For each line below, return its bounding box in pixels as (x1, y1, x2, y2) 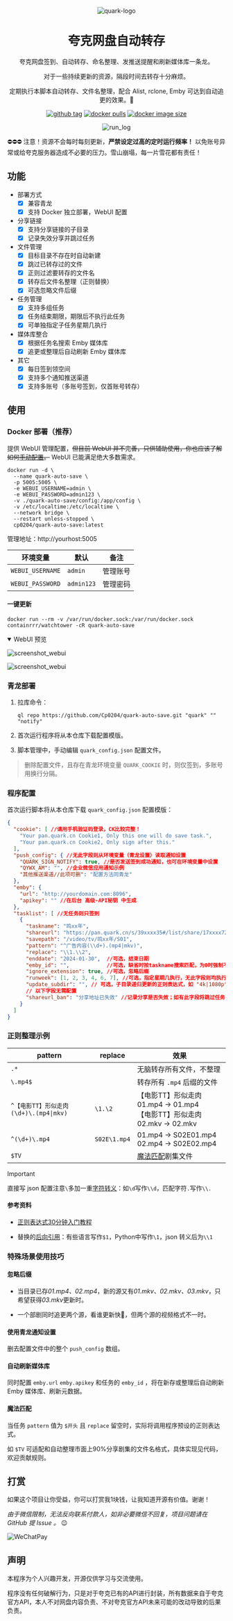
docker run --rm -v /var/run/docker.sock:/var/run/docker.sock (7, 615, 194, 622)
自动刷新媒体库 (7, 1362, 50, 1370)
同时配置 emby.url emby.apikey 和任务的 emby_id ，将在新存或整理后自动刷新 (7, 1378, 224, 1387)
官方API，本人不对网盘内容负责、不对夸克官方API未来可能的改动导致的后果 (7, 1598, 221, 1606)
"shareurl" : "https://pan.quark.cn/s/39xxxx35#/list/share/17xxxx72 (25, 929, 228, 937)
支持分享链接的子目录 (27, 225, 89, 233)
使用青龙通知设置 (7, 1328, 56, 1336)
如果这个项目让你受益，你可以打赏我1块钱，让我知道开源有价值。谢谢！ (7, 1495, 210, 1503)
